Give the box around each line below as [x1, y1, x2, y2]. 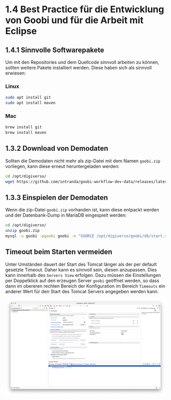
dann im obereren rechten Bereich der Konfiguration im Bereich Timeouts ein [5, 283, 165, 289]
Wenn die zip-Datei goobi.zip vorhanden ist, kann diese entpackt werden [5, 207, 159, 213]
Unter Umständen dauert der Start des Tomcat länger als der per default [5, 261, 157, 267]
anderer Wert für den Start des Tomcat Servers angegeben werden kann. [5, 288, 159, 294]
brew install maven [5, 130, 47, 135]
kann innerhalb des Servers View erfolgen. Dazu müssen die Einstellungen [5, 272, 161, 278]
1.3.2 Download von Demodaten [5, 144, 108, 153]
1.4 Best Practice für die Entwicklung [5, 4, 164, 15]
